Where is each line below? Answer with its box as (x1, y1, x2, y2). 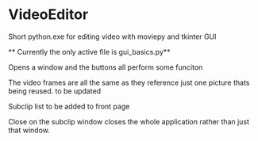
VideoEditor (8, 6, 89, 24)
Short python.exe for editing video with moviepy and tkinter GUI (8, 32, 217, 41)
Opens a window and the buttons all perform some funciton (8, 62, 203, 72)
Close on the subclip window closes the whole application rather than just (8, 116, 250, 126)
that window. (8, 125, 50, 135)
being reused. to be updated (8, 86, 102, 96)
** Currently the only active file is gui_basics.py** (8, 47, 171, 56)
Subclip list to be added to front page (8, 101, 130, 111)
